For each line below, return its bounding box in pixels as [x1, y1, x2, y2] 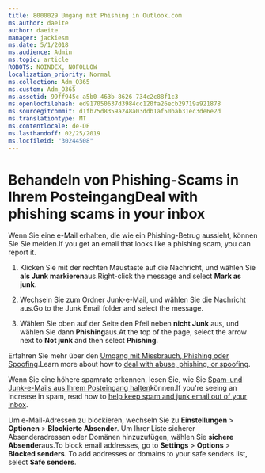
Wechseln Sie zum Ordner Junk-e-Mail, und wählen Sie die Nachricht [19, 295, 247, 305]
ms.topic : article [8, 56, 69, 64]
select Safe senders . [8, 457, 77, 467]
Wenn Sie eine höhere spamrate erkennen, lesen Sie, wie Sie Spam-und [8, 375, 243, 384]
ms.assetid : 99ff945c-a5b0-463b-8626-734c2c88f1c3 [8, 93, 179, 101]
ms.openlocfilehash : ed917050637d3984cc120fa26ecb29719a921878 [8, 100, 221, 108]
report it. [8, 247, 37, 257]
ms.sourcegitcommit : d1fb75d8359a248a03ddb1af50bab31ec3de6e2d [8, 108, 221, 116]
